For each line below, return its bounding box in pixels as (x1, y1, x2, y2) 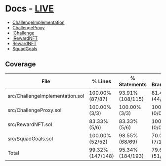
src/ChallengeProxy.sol (7, 107, 62, 113)
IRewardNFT (12, 35, 38, 41)
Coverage (5, 60, 36, 68)
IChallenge (12, 30, 35, 36)
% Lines (91, 78, 112, 85)
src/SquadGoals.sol (7, 135, 53, 142)
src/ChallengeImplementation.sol (7, 92, 84, 99)
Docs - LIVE (5, 3, 54, 14)
